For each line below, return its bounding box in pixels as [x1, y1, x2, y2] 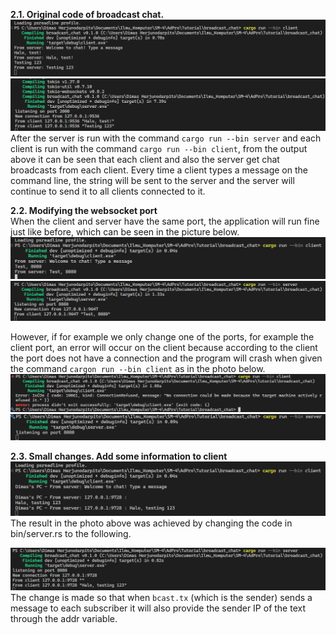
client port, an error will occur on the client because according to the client [10, 341, 318, 353]
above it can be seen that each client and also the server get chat [10, 153, 280, 165]
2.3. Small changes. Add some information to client [10, 450, 228, 462]
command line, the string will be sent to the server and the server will [10, 174, 295, 186]
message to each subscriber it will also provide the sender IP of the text [10, 602, 307, 614]
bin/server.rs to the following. [10, 527, 132, 539]
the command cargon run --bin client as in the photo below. [10, 362, 266, 374]
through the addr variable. [10, 612, 118, 624]
